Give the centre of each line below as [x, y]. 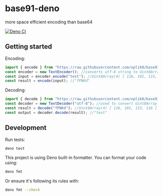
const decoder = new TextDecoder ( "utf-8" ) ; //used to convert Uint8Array [81, 104]
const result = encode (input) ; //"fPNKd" [48, 81]
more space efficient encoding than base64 [49, 22]
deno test [15, 148]
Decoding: [15, 90]
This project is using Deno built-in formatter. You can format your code [76, 158]
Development [26, 128]
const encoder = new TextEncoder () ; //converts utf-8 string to [71, 72]
